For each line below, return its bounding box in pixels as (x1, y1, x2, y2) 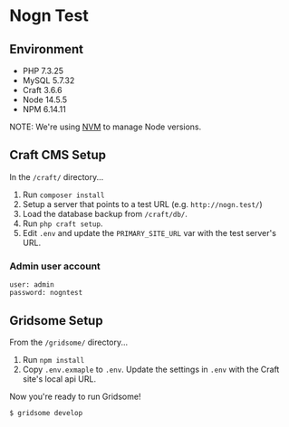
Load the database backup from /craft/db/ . (22, 208, 188, 219)
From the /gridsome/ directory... (9, 337, 129, 347)
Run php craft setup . (22, 218, 103, 229)
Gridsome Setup (9, 313, 103, 328)
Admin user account (9, 260, 101, 272)
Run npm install (22, 354, 85, 365)
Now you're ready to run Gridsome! (9, 391, 141, 402)
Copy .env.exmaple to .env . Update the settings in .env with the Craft (22, 364, 280, 375)
